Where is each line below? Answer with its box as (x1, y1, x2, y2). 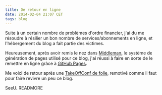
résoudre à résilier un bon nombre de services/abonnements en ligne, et (5, 35, 153, 41)
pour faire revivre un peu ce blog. (5, 75, 73, 82)
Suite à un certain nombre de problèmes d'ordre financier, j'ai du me (5, 30, 145, 36)
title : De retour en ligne (5, 7, 61, 12)
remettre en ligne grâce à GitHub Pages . (5, 60, 88, 67)
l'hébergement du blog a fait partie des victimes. (5, 41, 105, 47)
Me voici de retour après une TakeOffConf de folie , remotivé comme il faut (5, 70, 157, 76)
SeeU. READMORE (5, 85, 43, 91)
